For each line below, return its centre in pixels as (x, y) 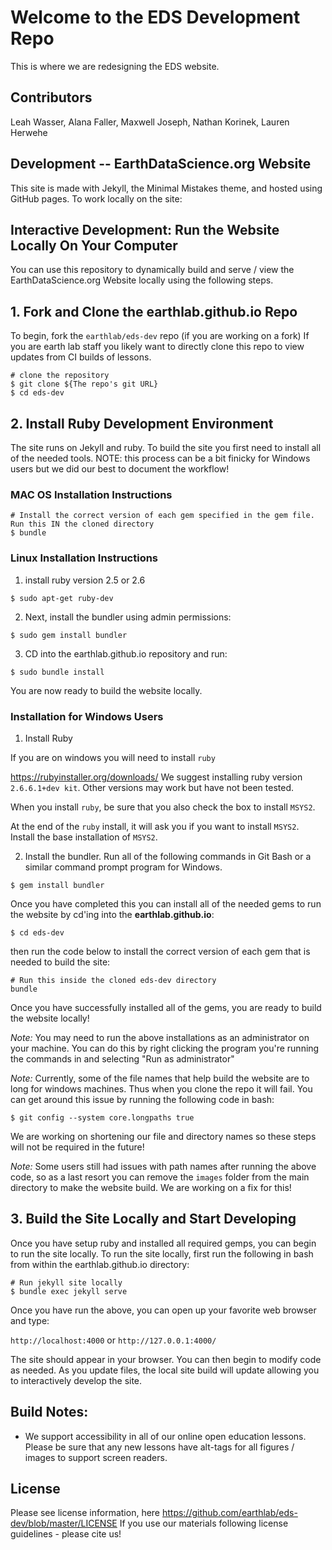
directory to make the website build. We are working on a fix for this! (151, 1187)
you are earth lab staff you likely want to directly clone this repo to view (157, 347)
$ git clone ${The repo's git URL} (84, 384)
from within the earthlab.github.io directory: (100, 1264)
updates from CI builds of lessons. (81, 357)
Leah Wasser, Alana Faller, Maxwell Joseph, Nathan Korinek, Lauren (150, 122)
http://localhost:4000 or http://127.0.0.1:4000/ (113, 1340)
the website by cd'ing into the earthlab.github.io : (112, 914)
